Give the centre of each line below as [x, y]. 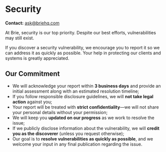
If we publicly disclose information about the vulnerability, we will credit [86, 128]
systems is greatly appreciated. [37, 58]
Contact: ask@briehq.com [32, 23]
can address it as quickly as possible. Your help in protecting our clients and [83, 53]
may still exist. [20, 38]
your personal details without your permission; [60, 112]
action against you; [32, 102]
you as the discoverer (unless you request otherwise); [68, 134]
